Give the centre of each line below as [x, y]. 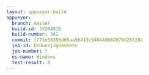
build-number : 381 [35, 34]
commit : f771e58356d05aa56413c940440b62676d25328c [78, 40]
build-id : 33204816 [37, 29]
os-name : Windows [34, 57]
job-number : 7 [30, 51]
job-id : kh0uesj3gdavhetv [45, 46]
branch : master [31, 23]
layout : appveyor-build [37, 12]
